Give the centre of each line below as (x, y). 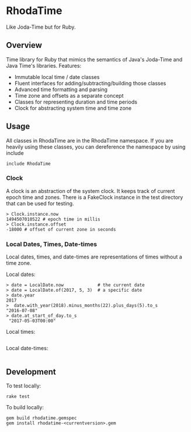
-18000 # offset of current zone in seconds (61, 229)
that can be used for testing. (40, 203)
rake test (18, 396)
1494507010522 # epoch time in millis (53, 219)
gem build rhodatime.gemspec (41, 418)
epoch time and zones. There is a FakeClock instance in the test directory (95, 197)
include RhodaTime (28, 164)
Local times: (21, 332)
